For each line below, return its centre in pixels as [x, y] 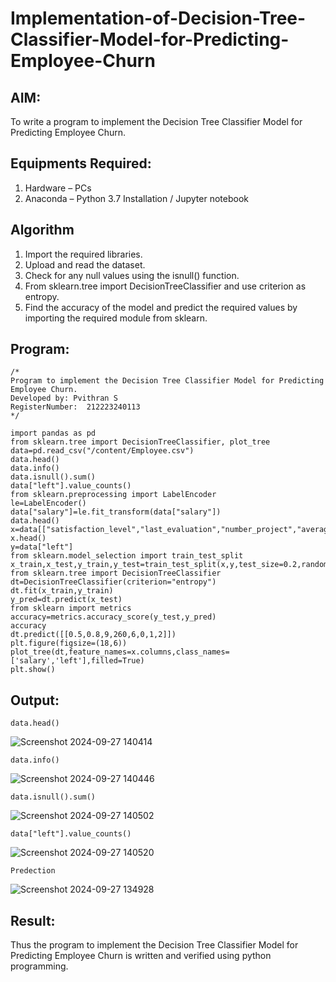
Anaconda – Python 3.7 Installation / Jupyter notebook [136, 198]
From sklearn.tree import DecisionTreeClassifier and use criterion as [165, 286]
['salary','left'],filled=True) [77, 661]
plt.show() [33, 670]
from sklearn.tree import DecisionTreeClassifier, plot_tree [140, 442]
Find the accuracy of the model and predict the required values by [161, 307]
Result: [33, 920]
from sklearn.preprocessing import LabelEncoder [113, 495]
